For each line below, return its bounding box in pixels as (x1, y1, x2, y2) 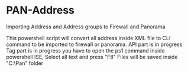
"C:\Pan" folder (6, 60, 43, 67)
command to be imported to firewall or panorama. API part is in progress (6, 41, 183, 48)
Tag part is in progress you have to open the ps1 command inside (6, 47, 166, 54)
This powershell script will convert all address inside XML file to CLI (6, 34, 171, 41)
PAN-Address (6, 4, 75, 17)
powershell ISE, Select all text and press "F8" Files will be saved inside (6, 53, 178, 60)
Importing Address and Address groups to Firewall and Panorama (6, 23, 166, 30)
